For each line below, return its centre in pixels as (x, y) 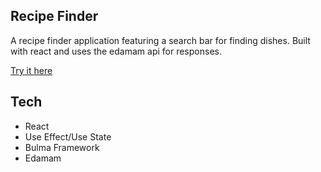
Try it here (31, 70)
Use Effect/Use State (68, 136)
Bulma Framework (62, 147)
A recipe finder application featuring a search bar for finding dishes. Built (160, 40)
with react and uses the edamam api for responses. (116, 51)
